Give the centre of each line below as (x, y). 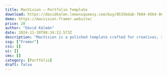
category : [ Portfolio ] (29, 60)
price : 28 (15, 23)
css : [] (13, 46)
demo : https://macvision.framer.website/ (49, 19)
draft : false (19, 65)
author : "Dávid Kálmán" (30, 28)
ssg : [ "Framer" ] (22, 42)
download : (15, 14)
